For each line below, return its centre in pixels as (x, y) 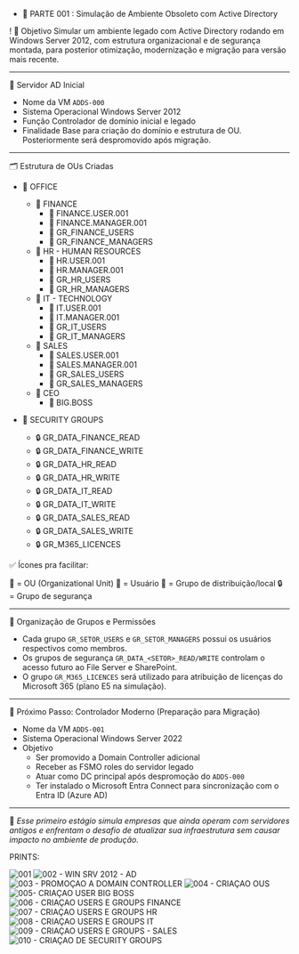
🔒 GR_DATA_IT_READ (74, 491)
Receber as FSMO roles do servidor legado (114, 767)
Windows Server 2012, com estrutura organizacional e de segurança (135, 40)
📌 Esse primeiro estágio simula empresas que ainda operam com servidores (149, 821)
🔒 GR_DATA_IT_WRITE (76, 504)
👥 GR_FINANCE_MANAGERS (101, 242)
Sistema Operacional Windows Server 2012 (101, 112)
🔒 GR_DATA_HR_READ (76, 464)
